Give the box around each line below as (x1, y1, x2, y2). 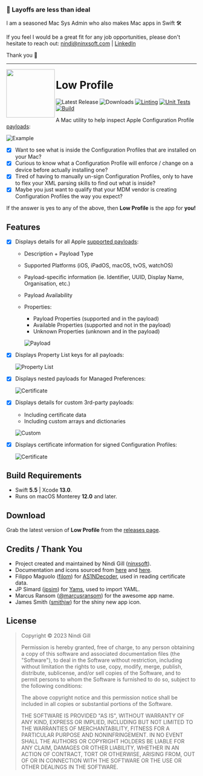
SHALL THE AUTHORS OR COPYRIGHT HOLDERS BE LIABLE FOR (21, 737, 185, 745)
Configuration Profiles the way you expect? (14, 193, 123, 200)
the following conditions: (21, 682, 83, 689)
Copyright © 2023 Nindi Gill (21, 632, 91, 639)
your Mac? (14, 153, 42, 161)
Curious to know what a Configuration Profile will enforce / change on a (14, 159, 193, 167)
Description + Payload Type (24, 250, 94, 257)
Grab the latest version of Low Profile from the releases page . (6, 527, 161, 534)
